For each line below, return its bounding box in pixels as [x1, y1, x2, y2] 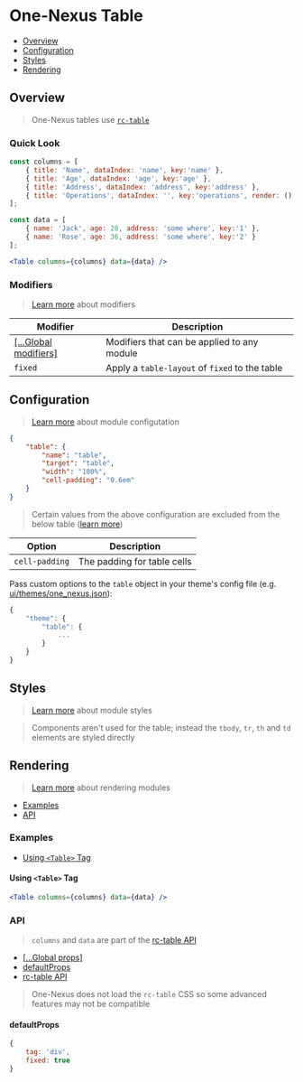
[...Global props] [22, 952, 83, 963]
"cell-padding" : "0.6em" [41, 476, 135, 485]
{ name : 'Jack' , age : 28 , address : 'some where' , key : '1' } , [25, 224, 261, 233]
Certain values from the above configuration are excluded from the [31, 508, 280, 519]
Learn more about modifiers [31, 299, 136, 310]
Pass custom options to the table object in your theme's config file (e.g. [9, 578, 277, 589]
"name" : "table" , [41, 451, 106, 460]
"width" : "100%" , [41, 467, 106, 477]
